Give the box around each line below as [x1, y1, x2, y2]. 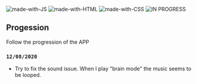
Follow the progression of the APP [6, 38, 89, 46]
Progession [6, 22, 49, 33]
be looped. [14, 72, 41, 79]
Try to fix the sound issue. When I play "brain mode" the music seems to [14, 65, 192, 72]
